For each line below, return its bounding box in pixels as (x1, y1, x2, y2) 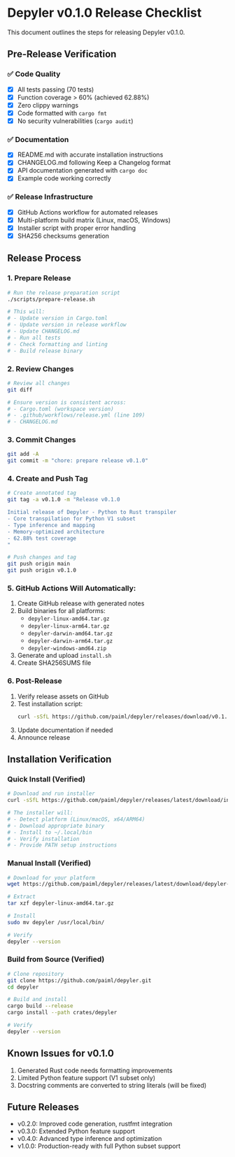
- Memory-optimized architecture (7, 528, 105, 536)
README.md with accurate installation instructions (17, 150, 164, 159)
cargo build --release (7, 1003, 73, 1009)
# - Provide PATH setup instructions (7, 842, 117, 849)
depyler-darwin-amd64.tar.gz (27, 631, 113, 638)
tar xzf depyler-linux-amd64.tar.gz (7, 900, 114, 907)
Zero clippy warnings (17, 101, 79, 109)
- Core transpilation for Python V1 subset (7, 515, 136, 522)
